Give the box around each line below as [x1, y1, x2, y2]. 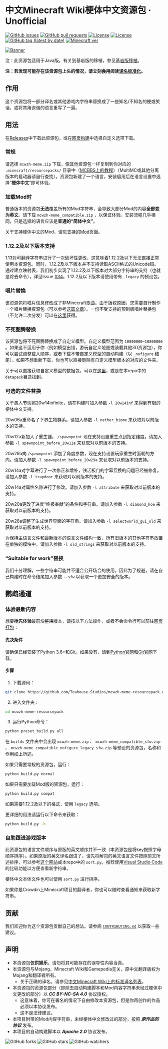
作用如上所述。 [5, 751, 36, 757]
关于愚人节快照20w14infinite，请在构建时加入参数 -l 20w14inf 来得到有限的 [5, 400, 161, 406]
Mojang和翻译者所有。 [12, 972, 59, 978]
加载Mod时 [5, 193, 32, 200]
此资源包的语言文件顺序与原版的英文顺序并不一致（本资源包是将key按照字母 [5, 846, 161, 853]
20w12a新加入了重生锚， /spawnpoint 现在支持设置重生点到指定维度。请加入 [5, 434, 162, 440]
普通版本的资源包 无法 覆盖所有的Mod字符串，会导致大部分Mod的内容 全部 [5, 206, 155, 212]
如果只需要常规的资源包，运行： [5, 761, 71, 768]
